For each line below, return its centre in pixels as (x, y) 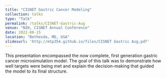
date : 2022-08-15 (23, 32)
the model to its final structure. (36, 71)
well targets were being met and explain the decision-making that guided (80, 66)
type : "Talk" (19, 19)
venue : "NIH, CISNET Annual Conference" (48, 28)
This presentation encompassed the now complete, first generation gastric (81, 55)
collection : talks (24, 14)
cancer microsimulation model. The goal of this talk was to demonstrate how (83, 61)
